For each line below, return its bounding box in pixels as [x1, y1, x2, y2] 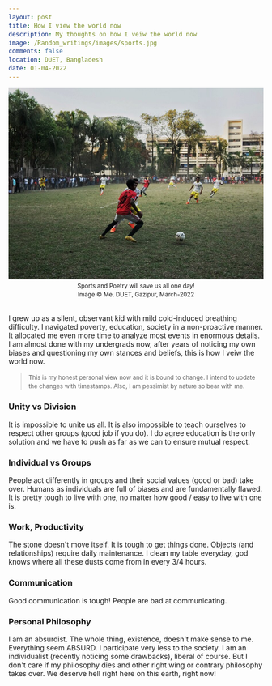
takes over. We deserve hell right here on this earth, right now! [8, 668, 216, 678]
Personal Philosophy [8, 616, 91, 627]
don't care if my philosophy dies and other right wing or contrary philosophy [8, 660, 263, 670]
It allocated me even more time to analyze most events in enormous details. [8, 330, 261, 340]
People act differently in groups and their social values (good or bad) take [8, 475, 254, 485]
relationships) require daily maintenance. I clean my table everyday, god [8, 548, 249, 558]
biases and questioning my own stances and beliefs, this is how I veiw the [8, 348, 255, 358]
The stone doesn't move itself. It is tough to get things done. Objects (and [8, 539, 254, 550]
